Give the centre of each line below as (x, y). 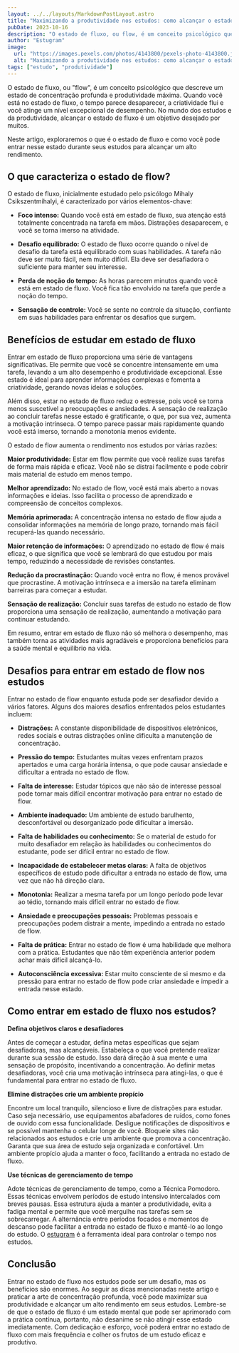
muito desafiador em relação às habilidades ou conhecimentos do (114, 844)
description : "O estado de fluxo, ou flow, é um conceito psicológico (114, 34)
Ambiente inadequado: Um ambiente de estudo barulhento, (106, 815)
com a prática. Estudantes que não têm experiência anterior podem (116, 953)
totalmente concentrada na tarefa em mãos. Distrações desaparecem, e (123, 223)
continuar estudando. (39, 619)
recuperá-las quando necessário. (56, 532)
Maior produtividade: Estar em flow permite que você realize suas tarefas (116, 459)
